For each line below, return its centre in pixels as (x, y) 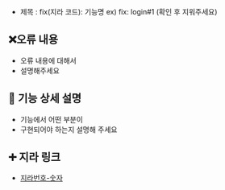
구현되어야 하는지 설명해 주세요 (69, 129)
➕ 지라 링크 (35, 157)
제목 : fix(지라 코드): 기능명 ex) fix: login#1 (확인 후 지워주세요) (119, 12)
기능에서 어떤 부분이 (51, 119)
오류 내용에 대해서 (48, 60)
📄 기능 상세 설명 (45, 99)
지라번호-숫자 (41, 178)
